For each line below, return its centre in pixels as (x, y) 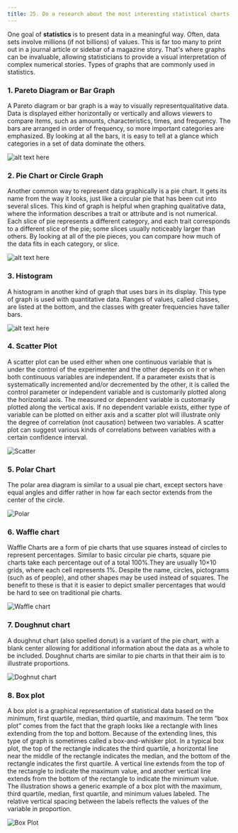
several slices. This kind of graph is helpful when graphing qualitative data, (117, 206)
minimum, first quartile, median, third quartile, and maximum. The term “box (118, 718)
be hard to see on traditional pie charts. (65, 593)
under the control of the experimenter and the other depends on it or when (116, 369)
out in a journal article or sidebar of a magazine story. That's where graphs (116, 49)
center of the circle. (36, 500)
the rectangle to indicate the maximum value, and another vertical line (109, 771)
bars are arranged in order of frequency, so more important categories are (116, 128)
